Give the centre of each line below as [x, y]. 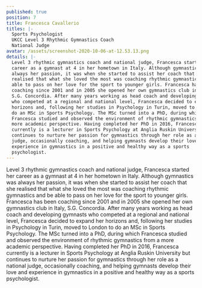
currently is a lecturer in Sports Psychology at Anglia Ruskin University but [98, 253]
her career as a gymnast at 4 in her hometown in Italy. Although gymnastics [100, 176]
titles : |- [20, 29]
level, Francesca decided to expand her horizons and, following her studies [99, 220]
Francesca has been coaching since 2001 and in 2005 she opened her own [99, 201]
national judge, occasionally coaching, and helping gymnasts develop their [99, 266]
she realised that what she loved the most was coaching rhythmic [87, 188]
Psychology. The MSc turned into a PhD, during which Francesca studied [97, 234]
